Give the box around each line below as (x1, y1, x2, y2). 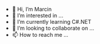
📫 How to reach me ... (12, 32, 68, 38)
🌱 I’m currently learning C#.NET (12, 18, 92, 25)
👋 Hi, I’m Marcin (12, 6, 52, 12)
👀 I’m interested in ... (12, 12, 64, 19)
